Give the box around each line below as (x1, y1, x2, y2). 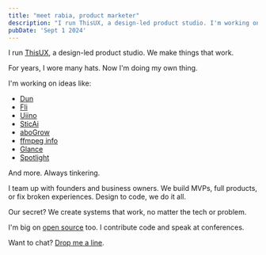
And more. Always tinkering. (8, 168, 101, 178)
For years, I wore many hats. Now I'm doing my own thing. (8, 63, 198, 73)
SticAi (19, 120, 40, 129)
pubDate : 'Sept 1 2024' (8, 26, 87, 34)
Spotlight (19, 153, 50, 162)
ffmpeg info (19, 136, 58, 146)
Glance (19, 144, 44, 154)
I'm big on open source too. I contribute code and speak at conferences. (8, 223, 245, 232)
